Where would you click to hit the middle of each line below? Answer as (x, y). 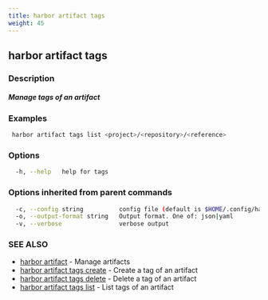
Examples (28, 118)
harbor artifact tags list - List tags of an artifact (97, 287)
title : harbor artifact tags (57, 16)
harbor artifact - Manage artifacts (75, 262)
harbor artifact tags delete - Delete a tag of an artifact (108, 279)
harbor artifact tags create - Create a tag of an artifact (108, 270)
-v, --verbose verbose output (93, 224)
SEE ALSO (28, 245)
